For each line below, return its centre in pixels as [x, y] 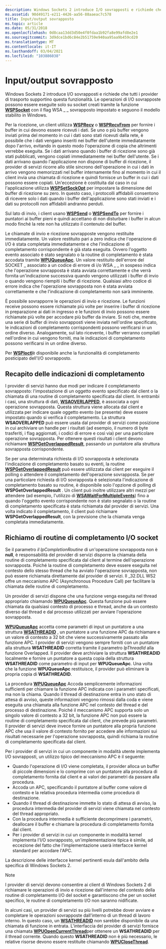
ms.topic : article [24, 24]
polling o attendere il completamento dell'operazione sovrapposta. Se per [80, 475]
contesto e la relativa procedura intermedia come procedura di [76, 792]
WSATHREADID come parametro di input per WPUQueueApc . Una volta [79, 663]
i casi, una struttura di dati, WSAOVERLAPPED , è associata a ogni [72, 402]
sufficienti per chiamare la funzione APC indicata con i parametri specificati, [83, 689]
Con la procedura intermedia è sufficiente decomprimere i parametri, [82, 819]
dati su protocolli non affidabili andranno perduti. [55, 204]
